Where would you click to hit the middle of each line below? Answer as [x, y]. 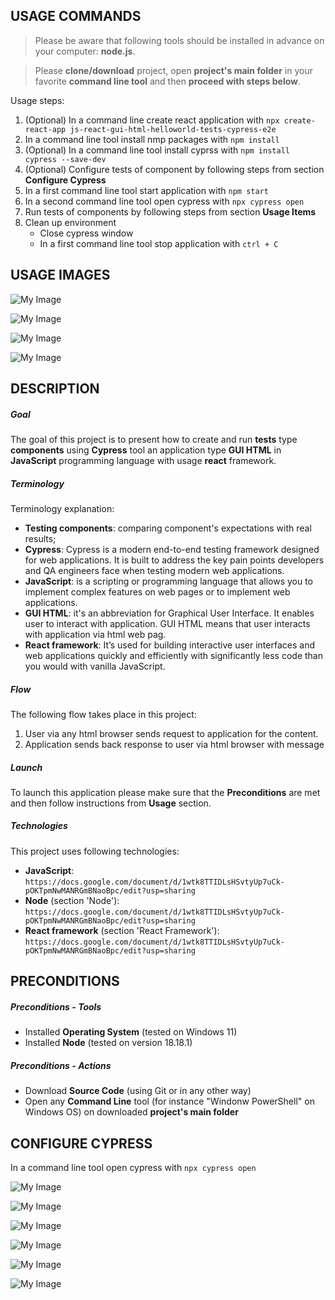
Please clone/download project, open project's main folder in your [173, 70]
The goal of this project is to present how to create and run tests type [154, 439]
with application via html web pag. [95, 634]
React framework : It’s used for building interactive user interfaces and [169, 645]
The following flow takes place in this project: [103, 714]
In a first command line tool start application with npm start [146, 190]
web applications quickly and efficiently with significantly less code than [173, 655]
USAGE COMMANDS [76, 16]
